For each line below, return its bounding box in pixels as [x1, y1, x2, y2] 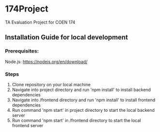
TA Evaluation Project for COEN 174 [5, 19, 76, 25]
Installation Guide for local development [5, 33, 128, 41]
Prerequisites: [5, 48, 39, 54]
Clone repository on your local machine [12, 81, 91, 87]
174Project [5, 3, 48, 14]
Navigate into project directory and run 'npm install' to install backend [12, 87, 151, 92]
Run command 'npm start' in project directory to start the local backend [12, 107, 155, 113]
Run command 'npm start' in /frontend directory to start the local [12, 117, 141, 123]
